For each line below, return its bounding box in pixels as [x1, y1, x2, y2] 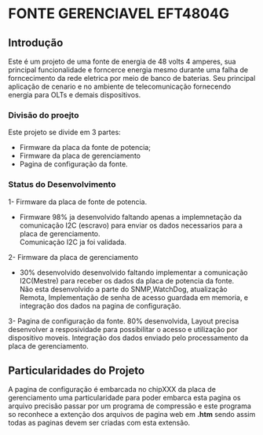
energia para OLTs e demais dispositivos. [8, 90, 141, 99]
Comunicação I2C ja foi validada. [19, 237, 127, 247]
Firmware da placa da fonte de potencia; [19, 143, 152, 152]
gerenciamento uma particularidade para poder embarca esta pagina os [8, 393, 241, 403]
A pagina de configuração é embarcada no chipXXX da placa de [8, 385, 216, 394]
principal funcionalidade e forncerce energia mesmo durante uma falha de [8, 65, 249, 75]
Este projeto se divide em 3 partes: [8, 127, 122, 137]
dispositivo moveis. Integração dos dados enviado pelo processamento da [8, 333, 249, 342]
